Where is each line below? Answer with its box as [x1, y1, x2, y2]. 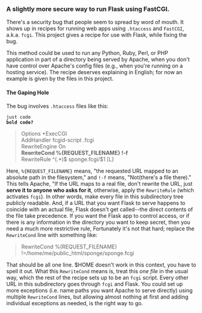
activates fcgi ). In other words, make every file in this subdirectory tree [6, 192, 184, 200]
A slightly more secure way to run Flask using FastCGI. [6, 5, 170, 13]
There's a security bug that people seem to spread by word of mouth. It [6, 19, 184, 26]
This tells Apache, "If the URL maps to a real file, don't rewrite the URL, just [6, 180, 193, 187]
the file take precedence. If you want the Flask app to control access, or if [6, 212, 190, 219]
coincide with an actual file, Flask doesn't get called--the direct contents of [6, 206, 194, 213]
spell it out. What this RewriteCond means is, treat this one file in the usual [6, 267, 188, 274]
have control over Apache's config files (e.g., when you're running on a [6, 62, 183, 69]
